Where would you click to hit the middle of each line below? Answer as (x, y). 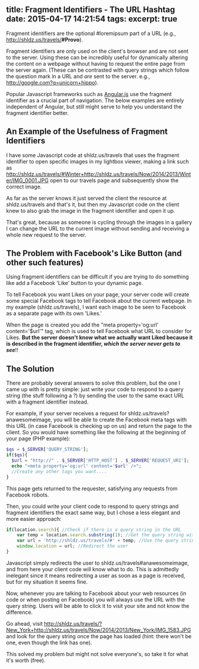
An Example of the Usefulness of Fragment (87, 132)
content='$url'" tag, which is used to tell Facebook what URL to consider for (99, 331)
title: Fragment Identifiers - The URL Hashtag (91, 10)
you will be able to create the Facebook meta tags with (120, 420)
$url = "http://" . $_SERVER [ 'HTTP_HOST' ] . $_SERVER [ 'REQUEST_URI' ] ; (100, 460)
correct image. (24, 187)
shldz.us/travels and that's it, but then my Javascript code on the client (93, 204)
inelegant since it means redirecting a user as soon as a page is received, (96, 575)
